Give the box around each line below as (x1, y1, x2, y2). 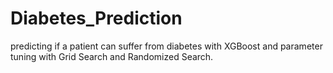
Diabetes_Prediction (10, 7, 183, 30)
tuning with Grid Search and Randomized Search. (10, 50, 214, 62)
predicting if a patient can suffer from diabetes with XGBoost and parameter (10, 40, 323, 52)
